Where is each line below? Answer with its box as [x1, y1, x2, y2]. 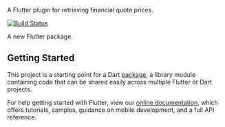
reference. [7, 113, 36, 121]
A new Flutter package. [7, 32, 74, 41]
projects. [7, 85, 32, 93]
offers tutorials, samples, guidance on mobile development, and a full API [7, 106, 215, 114]
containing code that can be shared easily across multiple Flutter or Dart [7, 78, 212, 86]
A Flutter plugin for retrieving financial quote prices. [7, 6, 153, 14]
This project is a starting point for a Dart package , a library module [7, 70, 196, 78]
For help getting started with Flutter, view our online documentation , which [7, 98, 219, 106]
